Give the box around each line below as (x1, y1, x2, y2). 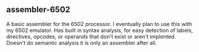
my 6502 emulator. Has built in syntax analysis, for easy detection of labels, (6, 27, 193, 34)
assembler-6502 (6, 5, 71, 15)
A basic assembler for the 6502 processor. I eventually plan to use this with (6, 20, 192, 27)
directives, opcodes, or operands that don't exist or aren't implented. (6, 32, 176, 40)
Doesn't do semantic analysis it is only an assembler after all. (6, 39, 157, 46)
